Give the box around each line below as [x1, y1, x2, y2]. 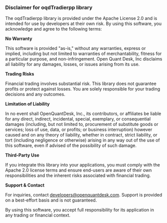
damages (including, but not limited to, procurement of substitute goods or [5, 121, 159, 127]
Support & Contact [5, 182, 45, 188]
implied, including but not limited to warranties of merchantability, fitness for [5, 50, 162, 56]
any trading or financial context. [5, 212, 71, 218]
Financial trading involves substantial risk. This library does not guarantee [5, 80, 157, 86]
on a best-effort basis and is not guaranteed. [5, 197, 97, 203]
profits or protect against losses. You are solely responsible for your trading [5, 86, 161, 92]
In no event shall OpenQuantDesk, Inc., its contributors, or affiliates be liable [5, 110, 162, 116]
